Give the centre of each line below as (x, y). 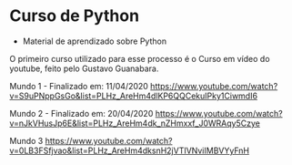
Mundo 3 (26, 140)
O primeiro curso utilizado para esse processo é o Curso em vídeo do (140, 58)
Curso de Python (74, 16)
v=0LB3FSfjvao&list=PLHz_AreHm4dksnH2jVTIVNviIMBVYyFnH (130, 150)
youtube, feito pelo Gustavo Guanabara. (84, 68)
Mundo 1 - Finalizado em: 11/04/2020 (79, 86)
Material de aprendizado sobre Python (94, 41)
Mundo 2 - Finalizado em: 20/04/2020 (81, 113)
